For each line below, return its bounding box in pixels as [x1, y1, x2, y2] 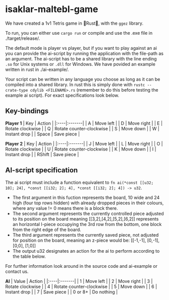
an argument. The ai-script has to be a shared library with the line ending [5, 55, 157, 61]
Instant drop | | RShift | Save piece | [5, 151, 79, 157]
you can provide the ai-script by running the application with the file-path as [5, 50, 164, 56]
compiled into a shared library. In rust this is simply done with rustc [5, 82, 145, 88]
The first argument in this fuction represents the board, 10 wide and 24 [12, 194, 160, 200]
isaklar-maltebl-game [5, 4, 98, 15]
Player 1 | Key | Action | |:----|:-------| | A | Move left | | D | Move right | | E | [5, 120, 163, 126]
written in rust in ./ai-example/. [5, 66, 69, 72]
